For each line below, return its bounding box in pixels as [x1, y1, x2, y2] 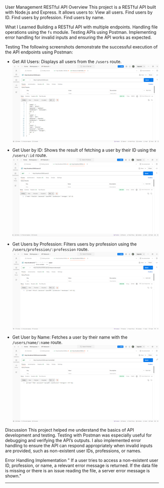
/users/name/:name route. [12, 339, 62, 345]
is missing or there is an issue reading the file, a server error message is [5, 468, 150, 474]
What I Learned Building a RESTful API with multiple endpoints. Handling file [5, 24, 158, 30]
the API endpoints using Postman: [5, 49, 73, 55]
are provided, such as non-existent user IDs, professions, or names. [5, 448, 142, 454]
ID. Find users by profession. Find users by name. [5, 15, 105, 20]
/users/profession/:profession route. [12, 246, 89, 252]
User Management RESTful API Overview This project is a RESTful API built [5, 4, 156, 10]
